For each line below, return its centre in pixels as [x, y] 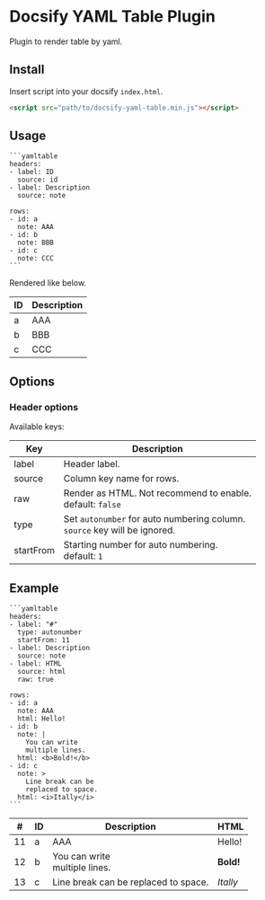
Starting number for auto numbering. [141, 545]
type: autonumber [50, 632]
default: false [92, 505]
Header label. [92, 464]
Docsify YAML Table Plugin [112, 17]
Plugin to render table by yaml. [66, 41]
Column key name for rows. [121, 479]
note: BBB [35, 243]
